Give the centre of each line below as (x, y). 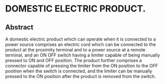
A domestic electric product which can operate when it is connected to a (80, 39)
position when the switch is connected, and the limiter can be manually (79, 71)
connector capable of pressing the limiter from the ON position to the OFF (82, 66)
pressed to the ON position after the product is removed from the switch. (80, 76)
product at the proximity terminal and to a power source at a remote (75, 50)
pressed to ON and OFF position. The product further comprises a (74, 60)
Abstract (19, 27)
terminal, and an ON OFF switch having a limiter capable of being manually (82, 55)
